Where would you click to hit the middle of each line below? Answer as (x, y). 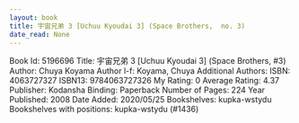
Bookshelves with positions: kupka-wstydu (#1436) (104, 110)
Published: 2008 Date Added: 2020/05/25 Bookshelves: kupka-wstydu (141, 100)
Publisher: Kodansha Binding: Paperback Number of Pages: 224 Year (137, 90)
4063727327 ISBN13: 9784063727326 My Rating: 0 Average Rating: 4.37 (145, 81)
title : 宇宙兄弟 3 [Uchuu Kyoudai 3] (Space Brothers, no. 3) (127, 26)
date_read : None (40, 34)
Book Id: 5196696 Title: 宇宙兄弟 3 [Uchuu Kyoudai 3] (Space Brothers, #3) (148, 61)
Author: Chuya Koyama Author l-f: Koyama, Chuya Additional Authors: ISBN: (150, 71)
